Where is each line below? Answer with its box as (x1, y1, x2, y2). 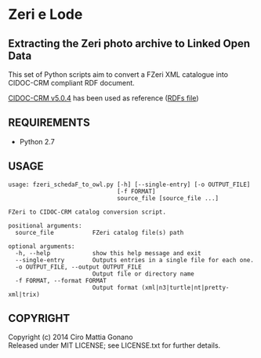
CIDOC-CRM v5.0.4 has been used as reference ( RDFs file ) (8, 93, 199, 103)
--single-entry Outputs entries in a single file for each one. (15, 256, 255, 264)
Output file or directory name (92, 269, 194, 278)
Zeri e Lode (8, 5, 83, 24)
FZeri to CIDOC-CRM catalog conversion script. (8, 208, 167, 216)
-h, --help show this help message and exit (15, 249, 201, 257)
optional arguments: (8, 242, 76, 250)
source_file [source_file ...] (116, 194, 219, 202)
